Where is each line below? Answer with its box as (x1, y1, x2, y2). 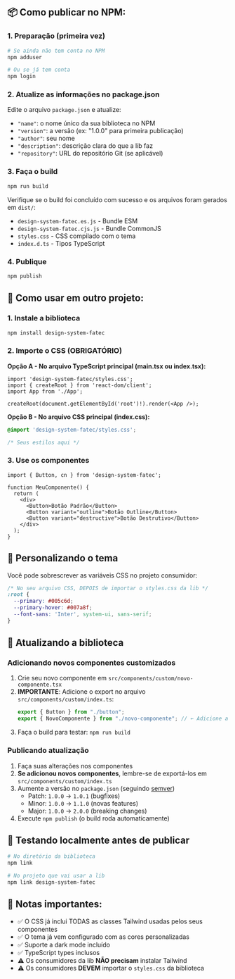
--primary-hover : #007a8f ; (13, 604, 93, 611)
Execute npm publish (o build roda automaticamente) (17, 813, 170, 823)
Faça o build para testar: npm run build (17, 728, 131, 737)
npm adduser (7, 54, 42, 61)
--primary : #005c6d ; (13, 598, 74, 605)
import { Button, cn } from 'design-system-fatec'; (7, 471, 161, 478)
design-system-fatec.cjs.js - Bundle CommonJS (17, 224, 161, 232)
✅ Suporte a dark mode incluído (17, 940, 111, 949)
